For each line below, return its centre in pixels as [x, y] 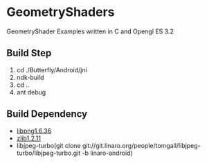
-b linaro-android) [107, 153]
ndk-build [30, 77]
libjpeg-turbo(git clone [48, 145]
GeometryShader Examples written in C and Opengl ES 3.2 [90, 31]
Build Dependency [47, 114]
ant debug [31, 92]
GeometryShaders [61, 12]
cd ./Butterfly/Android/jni [52, 69]
